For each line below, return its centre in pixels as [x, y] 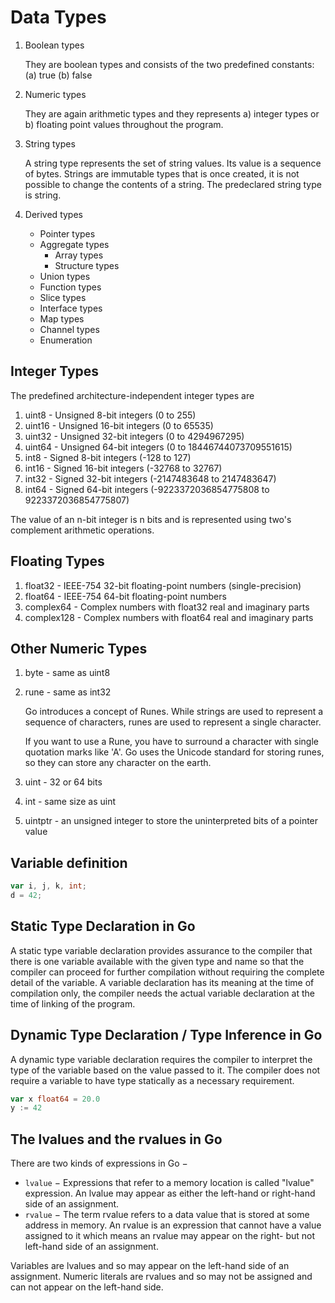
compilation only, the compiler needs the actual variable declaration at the [162, 993]
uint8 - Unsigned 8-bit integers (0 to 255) [110, 415]
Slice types [63, 297]
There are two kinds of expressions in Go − [99, 1163]
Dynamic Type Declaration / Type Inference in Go [166, 1035]
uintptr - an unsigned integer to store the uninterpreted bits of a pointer [171, 821]
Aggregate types [74, 244]
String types [50, 143]
